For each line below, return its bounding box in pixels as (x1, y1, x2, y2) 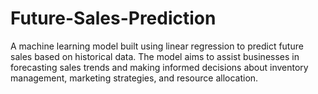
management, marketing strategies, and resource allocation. (10, 72, 259, 84)
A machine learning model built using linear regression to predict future (10, 40, 304, 52)
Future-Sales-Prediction (10, 7, 217, 30)
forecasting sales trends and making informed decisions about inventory (10, 61, 309, 73)
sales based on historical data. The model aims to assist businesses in (10, 50, 300, 62)
